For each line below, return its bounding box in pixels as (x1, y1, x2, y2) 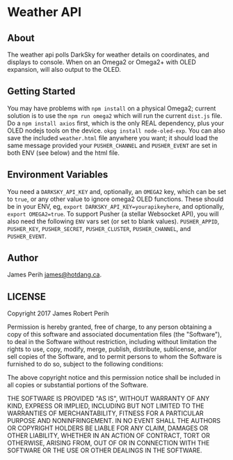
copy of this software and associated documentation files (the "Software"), (7, 330, 223, 339)
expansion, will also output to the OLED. (7, 66, 122, 73)
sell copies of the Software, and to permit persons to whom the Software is (7, 353, 223, 361)
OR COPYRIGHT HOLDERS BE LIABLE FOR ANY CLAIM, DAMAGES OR (7, 424, 209, 433)
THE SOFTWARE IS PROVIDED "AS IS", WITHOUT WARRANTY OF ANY (7, 394, 210, 403)
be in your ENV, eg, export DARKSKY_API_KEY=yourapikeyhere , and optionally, (7, 202, 225, 210)
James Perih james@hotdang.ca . (7, 270, 102, 279)
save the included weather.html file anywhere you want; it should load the (7, 133, 219, 142)
